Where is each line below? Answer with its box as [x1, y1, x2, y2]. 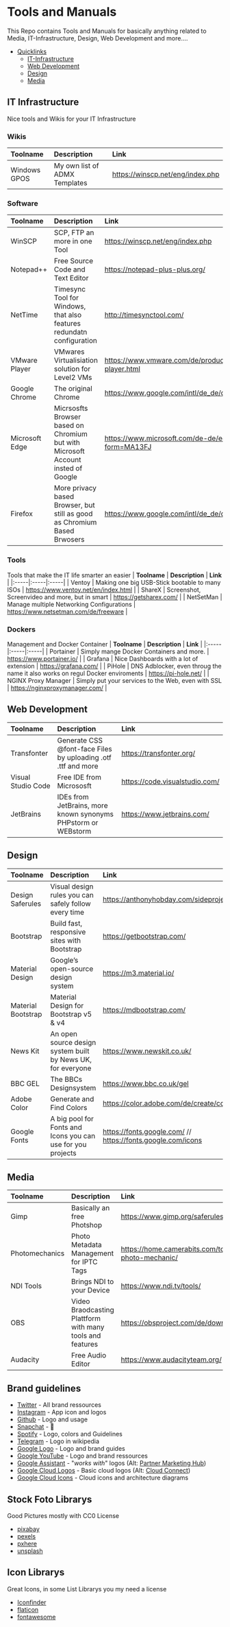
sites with [50, 935, 81, 945]
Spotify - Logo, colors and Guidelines [16, 1430, 123, 1438]
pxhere [16, 1540, 38, 1547]
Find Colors [50, 1102, 88, 1112]
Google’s [50, 955, 79, 965]
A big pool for [50, 1113, 94, 1123]
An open [50, 1029, 77, 1039]
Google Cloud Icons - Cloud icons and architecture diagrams [16, 1473, 189, 1482]
